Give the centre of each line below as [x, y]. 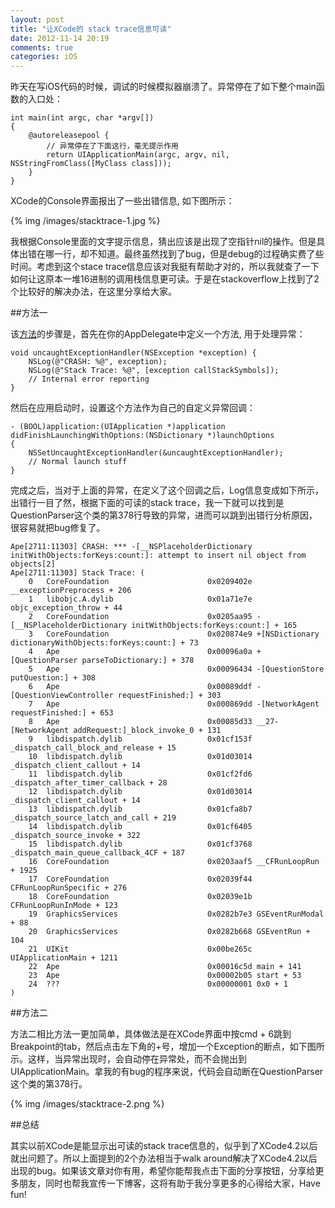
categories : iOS [44, 57]
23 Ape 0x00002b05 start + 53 [165, 976]
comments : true [42, 47]
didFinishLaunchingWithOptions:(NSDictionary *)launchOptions [142, 436]
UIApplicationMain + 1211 [64, 958]
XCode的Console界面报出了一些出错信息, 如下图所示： [122, 201]
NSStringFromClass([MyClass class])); [91, 164]
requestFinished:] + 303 [169, 696]
